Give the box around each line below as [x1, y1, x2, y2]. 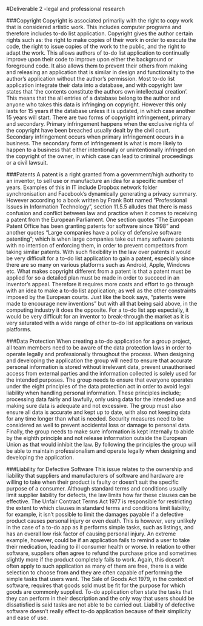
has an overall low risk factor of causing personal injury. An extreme [6, 530, 176, 537]
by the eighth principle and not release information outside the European [6, 435, 188, 441]
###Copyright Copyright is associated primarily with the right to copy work [6, 17, 194, 24]
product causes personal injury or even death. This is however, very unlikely [6, 517, 197, 525]
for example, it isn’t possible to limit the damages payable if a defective [6, 511, 184, 518]
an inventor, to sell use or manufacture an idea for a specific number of [6, 177, 184, 184]
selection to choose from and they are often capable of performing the [6, 569, 183, 576]
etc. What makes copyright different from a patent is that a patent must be [6, 267, 191, 275]
